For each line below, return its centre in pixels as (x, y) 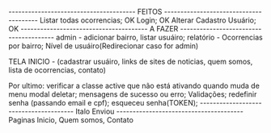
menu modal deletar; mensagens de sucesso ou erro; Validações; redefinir (133, 94)
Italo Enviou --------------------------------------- (160, 111)
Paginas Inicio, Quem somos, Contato (71, 120)
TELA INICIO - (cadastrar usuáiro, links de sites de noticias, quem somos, (131, 61)
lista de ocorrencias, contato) (57, 70)
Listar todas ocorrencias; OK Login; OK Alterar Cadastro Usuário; (148, 20)
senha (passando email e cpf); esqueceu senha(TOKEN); (103, 103)
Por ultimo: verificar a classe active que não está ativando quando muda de (134, 85)
